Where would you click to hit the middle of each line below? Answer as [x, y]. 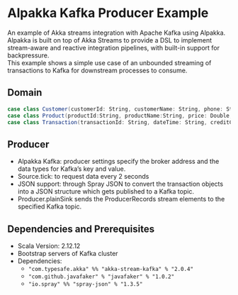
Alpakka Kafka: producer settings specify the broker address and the [118, 162]
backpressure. [28, 55]
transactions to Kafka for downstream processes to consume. [97, 70]
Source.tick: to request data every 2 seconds [83, 177]
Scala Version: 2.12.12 [49, 246]
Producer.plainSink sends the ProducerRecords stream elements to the [121, 199]
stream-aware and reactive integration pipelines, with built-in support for [114, 48]
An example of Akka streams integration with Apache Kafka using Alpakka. [117, 33]
